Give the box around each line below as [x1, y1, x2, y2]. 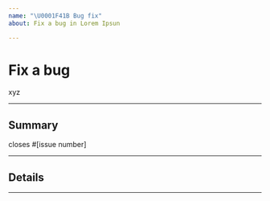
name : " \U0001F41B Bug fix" [8, 11, 103, 20]
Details [8, 170, 44, 184]
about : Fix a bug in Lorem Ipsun [8, 19, 121, 27]
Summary [8, 118, 59, 132]
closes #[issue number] [8, 140, 87, 150]
